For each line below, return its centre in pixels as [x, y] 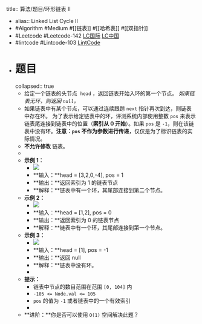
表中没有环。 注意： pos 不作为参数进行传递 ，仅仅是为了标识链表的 [106, 131]
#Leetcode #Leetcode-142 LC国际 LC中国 [67, 36]
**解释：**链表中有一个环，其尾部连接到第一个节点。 [99, 227]
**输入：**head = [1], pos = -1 [71, 250]
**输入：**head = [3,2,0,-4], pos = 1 [78, 175]
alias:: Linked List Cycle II [47, 21]
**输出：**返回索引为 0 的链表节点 [76, 220]
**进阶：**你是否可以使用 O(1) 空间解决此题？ [81, 314]
